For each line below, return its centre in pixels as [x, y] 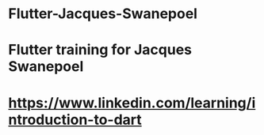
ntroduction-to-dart [75, 120]
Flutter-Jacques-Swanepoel [103, 14]
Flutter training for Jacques [100, 50]
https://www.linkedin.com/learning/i [132, 103]
